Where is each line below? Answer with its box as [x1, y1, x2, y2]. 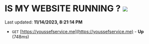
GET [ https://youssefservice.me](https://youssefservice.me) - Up [11, 28, 144, 34]
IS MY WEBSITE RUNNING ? [4, 3, 121, 14]
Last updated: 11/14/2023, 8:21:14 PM [4, 19, 83, 25]
